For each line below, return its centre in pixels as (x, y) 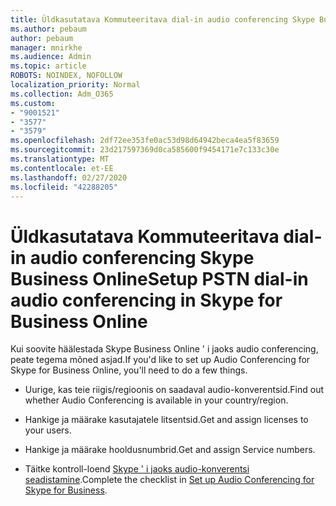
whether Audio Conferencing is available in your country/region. (156, 400)
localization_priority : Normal (75, 85)
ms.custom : (33, 103)
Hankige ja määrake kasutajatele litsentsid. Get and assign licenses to (166, 420)
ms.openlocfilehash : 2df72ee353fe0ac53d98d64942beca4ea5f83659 (145, 141)
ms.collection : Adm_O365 (62, 94)
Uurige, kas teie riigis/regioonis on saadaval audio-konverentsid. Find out (174, 390)
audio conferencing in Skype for (146, 300)
